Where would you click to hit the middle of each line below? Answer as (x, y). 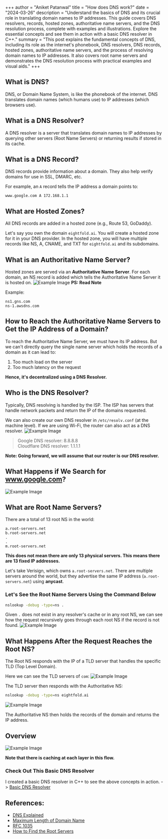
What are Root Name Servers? (54, 507)
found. (12, 625)
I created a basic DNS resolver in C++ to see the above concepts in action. (82, 782)
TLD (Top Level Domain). (31, 667)
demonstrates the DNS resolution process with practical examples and (78, 61)
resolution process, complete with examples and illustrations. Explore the (81, 29)
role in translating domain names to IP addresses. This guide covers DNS (81, 18)
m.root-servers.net (26, 546)
